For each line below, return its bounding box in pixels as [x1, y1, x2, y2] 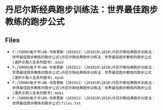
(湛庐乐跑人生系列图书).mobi [12, 91, 64, 96]
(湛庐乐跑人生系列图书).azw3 [12, 60, 64, 65]
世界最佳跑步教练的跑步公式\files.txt [12, 101, 81, 106]
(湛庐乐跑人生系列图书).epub [12, 75, 64, 80]
